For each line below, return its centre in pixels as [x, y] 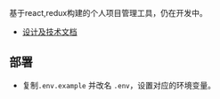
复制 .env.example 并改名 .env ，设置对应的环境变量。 [119, 85]
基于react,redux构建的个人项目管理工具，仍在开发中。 [108, 13]
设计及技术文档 [49, 32]
